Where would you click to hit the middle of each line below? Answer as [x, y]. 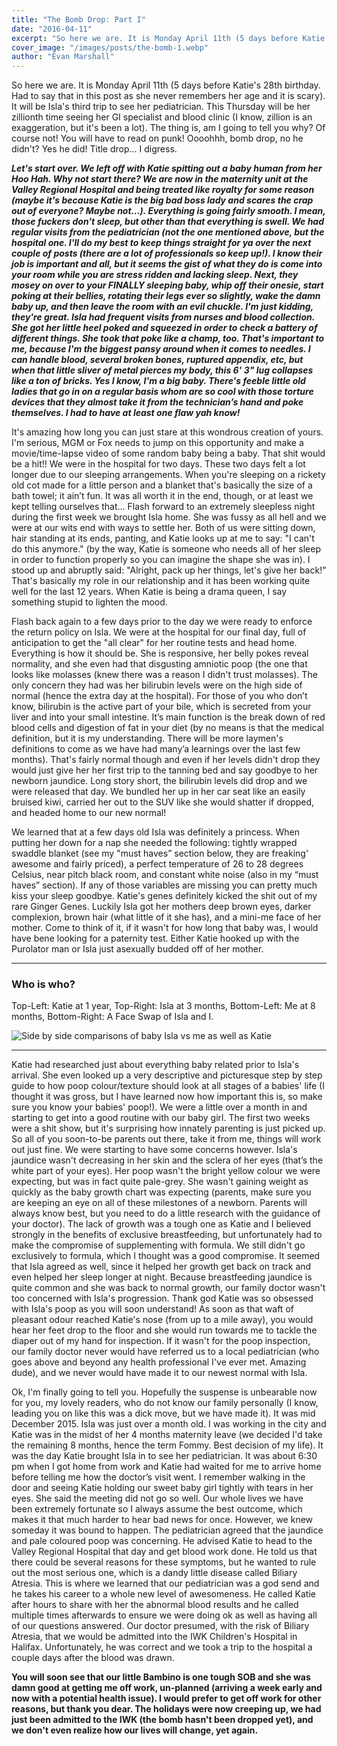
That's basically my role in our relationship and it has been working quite [161, 581]
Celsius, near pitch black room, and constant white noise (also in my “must [165, 875]
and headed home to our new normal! [89, 813]
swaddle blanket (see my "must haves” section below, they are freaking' [160, 853]
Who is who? [43, 984]
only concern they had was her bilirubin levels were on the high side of [157, 685]
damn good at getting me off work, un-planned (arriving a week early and [167, 1688]
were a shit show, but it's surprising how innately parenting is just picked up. [168, 1128]
